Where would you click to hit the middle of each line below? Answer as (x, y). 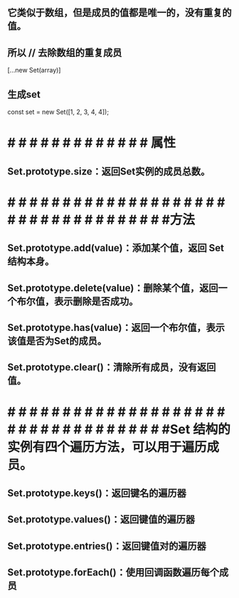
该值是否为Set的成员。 (57, 341)
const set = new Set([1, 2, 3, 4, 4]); (58, 112)
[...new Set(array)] (34, 70)
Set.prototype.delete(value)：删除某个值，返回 (113, 288)
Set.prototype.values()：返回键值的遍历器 (101, 519)
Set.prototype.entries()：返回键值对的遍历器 (107, 546)
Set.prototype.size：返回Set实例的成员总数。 (109, 171)
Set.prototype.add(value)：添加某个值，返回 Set (116, 248)
